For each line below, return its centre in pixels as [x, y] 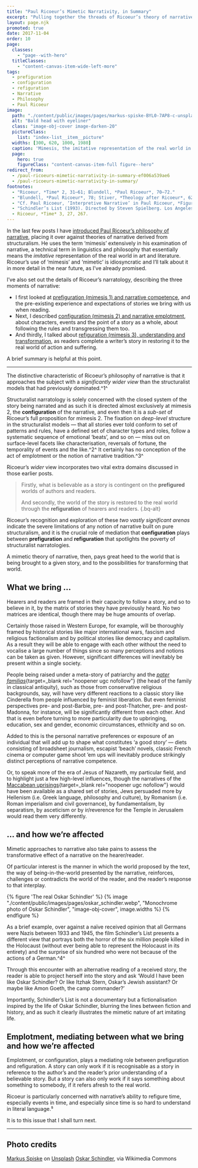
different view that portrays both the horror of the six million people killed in [98, 939]
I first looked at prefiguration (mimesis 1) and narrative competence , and [103, 297]
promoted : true [25, 28]
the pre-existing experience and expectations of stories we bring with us [103, 303]
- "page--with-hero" [42, 55]
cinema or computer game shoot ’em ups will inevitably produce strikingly [96, 754]
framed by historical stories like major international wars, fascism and [91, 632]
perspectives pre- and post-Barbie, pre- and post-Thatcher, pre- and [90, 706]
